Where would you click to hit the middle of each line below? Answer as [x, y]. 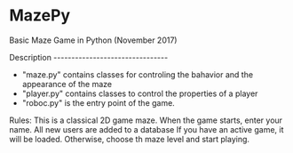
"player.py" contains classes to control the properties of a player [140, 93]
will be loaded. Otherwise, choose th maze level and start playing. [130, 139]
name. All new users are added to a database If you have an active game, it [146, 129]
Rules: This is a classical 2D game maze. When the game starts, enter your [146, 120]
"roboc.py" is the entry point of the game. [98, 102]
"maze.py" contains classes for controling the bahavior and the [138, 74]
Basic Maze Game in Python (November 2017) [93, 40]
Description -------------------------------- [89, 57]
